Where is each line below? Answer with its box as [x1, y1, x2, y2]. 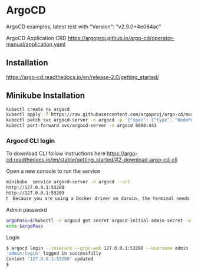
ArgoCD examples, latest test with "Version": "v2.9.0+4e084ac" [6, 23, 161, 30]
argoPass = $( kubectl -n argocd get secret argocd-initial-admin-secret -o [6, 218, 192, 223]
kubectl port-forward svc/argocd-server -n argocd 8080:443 [6, 123, 157, 129]
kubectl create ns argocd [6, 106, 70, 112]
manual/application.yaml [6, 41, 66, 48]
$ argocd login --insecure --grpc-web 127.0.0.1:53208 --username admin [6, 245, 189, 251]
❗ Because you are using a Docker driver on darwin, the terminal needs [6, 195, 190, 201]
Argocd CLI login [6, 136, 55, 144]
